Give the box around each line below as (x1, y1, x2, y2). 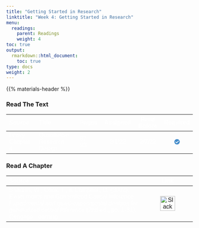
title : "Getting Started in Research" (6, 8, 102, 15)
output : (6, 47, 25, 53)
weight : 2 (6, 69, 31, 75)
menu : (6, 20, 20, 25)
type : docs (6, 63, 33, 70)
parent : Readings (17, 31, 60, 37)
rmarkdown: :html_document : (11, 53, 78, 59)
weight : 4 (17, 36, 41, 42)
